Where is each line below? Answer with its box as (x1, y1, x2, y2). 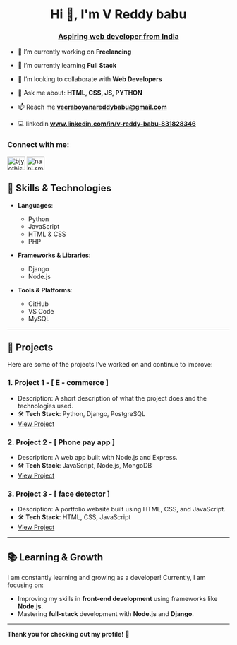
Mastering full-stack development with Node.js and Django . (17, 610, 194, 618)
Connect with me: (7, 140, 70, 150)
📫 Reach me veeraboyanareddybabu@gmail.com (17, 102, 167, 112)
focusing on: (7, 581, 44, 589)
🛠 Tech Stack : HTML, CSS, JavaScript (17, 513, 131, 521)
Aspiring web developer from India (58, 32, 179, 42)
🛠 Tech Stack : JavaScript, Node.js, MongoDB (17, 461, 152, 469)
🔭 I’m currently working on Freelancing (17, 47, 132, 56)
